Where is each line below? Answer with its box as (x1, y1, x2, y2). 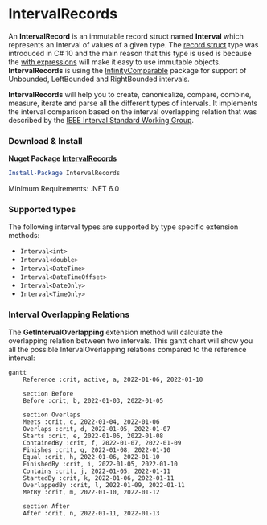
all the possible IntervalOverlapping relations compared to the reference (8, 344, 247, 354)
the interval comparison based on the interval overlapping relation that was (8, 106, 257, 117)
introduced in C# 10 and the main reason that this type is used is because (8, 48, 252, 58)
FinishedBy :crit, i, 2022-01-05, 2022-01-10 (23, 460, 179, 468)
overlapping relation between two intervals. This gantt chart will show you (8, 335, 253, 346)
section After (23, 502, 70, 511)
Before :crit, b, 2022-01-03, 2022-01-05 (23, 396, 163, 404)
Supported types (8, 204, 76, 215)
